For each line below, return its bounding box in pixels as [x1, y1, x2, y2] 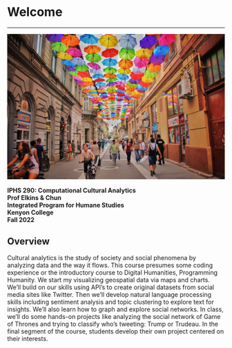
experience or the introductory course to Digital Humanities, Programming [7, 268, 218, 277]
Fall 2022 [7, 215, 35, 223]
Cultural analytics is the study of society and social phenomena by [7, 254, 197, 262]
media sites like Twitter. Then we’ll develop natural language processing [7, 291, 212, 299]
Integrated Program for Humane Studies [7, 201, 124, 209]
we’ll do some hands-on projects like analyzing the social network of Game [7, 313, 221, 321]
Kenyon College [7, 208, 54, 217]
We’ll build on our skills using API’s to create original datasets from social [7, 283, 215, 291]
